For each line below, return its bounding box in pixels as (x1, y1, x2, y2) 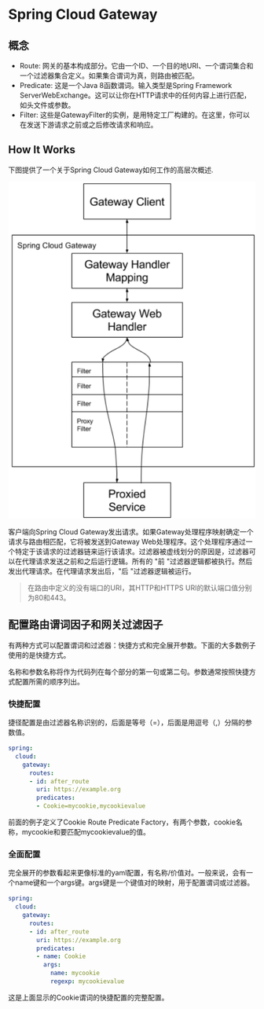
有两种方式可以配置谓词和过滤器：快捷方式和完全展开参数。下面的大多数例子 (8, 640, 256, 650)
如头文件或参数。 (19, 101, 75, 109)
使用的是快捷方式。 (8, 650, 71, 659)
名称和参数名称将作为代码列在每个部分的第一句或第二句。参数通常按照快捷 (8, 666, 249, 677)
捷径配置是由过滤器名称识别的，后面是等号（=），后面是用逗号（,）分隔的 (8, 717, 246, 728)
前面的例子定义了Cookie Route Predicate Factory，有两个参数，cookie (8, 817, 236, 827)
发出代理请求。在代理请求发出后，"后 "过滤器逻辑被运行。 (8, 566, 196, 575)
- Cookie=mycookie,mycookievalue (36, 802, 146, 810)
